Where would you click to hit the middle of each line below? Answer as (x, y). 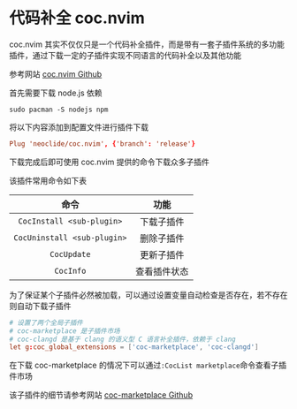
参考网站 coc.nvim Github (56, 74)
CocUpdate (70, 254)
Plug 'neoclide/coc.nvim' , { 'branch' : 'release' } (103, 144)
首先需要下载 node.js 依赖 (56, 93)
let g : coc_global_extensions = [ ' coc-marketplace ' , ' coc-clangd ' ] (134, 347)
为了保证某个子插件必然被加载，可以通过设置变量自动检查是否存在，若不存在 (148, 295)
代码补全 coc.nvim (77, 18)
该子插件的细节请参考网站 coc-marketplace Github (101, 395)
